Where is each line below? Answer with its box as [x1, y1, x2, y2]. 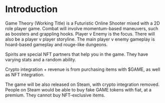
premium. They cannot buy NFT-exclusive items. [5, 92, 105, 98]
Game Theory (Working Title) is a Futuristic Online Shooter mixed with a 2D [5, 20, 160, 26]
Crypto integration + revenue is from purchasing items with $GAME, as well [5, 66, 160, 72]
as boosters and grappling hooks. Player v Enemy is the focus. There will [5, 31, 155, 37]
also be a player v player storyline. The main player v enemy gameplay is [5, 36, 155, 42]
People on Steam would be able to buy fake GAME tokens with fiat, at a [5, 86, 151, 92]
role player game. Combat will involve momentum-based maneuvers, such [5, 25, 158, 31]
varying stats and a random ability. [5, 56, 76, 62]
